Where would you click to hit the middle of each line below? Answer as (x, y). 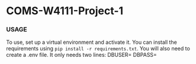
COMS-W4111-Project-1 (65, 11)
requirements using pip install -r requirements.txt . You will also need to (98, 49)
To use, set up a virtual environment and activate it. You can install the (92, 42)
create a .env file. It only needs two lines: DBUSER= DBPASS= (81, 55)
